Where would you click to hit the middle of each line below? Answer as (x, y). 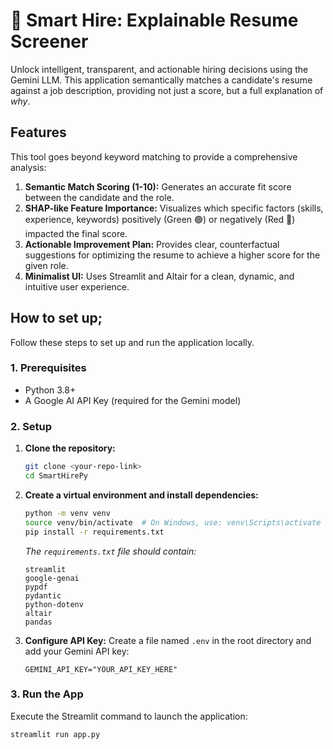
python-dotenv (54, 604)
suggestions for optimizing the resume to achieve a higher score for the (172, 255)
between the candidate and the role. (99, 197)
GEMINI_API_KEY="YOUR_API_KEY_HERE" (101, 669)
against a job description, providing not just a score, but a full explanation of (167, 90)
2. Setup (31, 426)
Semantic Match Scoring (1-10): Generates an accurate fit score (158, 186)
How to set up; (56, 318)
